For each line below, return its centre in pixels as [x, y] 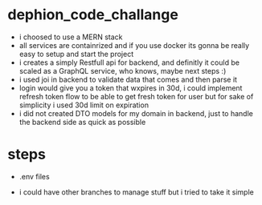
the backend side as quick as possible [82, 122]
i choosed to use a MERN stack [71, 37]
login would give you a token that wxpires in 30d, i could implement [131, 88]
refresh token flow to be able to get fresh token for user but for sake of [136, 96]
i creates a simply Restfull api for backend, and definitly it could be [129, 62]
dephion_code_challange [93, 15]
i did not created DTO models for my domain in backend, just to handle [136, 113]
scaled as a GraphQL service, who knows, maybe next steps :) [123, 70]
